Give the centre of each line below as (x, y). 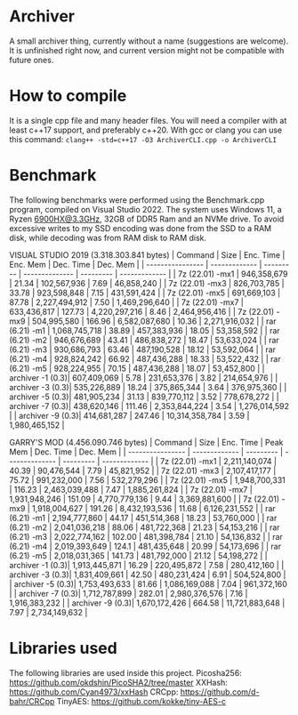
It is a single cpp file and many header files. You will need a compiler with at (148, 120)
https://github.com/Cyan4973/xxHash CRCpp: (94, 692)
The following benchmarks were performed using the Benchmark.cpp (137, 200)
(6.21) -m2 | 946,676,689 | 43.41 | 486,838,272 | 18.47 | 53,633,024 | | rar (145, 340)
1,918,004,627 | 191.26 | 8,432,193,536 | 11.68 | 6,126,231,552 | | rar (154, 508)
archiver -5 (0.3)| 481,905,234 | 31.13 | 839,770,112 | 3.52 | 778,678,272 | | (144, 397)
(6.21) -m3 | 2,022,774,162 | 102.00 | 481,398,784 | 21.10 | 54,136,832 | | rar (146, 536)
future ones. (32, 60)
